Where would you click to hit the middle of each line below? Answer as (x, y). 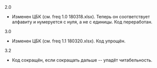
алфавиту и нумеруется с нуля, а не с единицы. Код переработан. (82, 22)
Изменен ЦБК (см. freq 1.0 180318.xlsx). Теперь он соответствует (81, 17)
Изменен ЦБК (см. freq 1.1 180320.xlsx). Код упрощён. (69, 41)
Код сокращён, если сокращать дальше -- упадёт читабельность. (82, 60)
